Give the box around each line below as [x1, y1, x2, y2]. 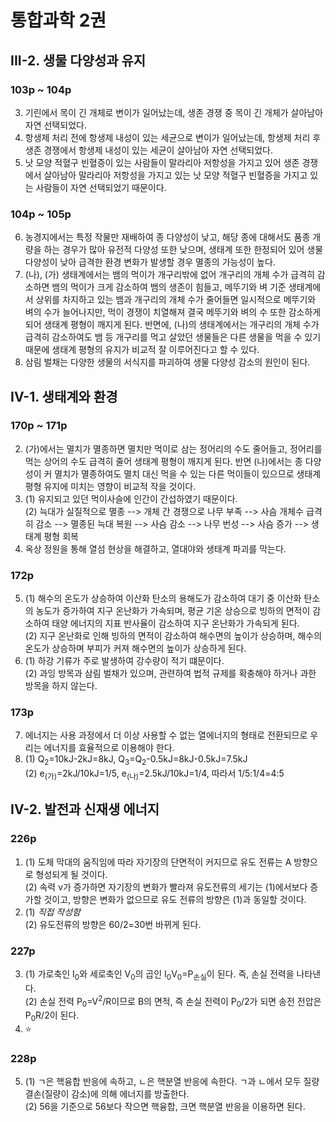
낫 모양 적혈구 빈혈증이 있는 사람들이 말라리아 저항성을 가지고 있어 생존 [24, 156, 300, 168]
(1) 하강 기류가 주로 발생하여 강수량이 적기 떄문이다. [24, 655, 225, 667]
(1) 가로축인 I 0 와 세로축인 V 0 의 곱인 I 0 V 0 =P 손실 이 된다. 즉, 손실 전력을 [24, 968, 295, 982]
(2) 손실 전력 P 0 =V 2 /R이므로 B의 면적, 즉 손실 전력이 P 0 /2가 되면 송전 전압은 [24, 993, 322, 1010]
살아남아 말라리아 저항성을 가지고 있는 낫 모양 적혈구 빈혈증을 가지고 [43, 169, 308, 181]
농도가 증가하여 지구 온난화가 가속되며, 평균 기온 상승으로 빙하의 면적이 [35, 605, 311, 617]
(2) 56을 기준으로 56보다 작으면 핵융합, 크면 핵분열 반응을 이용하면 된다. [24, 1101, 306, 1113]
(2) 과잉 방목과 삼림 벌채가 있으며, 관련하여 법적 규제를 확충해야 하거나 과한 [24, 667, 317, 680]
